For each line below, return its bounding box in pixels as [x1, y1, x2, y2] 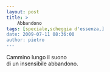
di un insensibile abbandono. [6, 60, 79, 67]
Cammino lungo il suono [6, 54, 67, 61]
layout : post [6, 8, 40, 15]
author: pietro [6, 37, 45, 43]
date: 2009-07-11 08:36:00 [6, 31, 75, 38]
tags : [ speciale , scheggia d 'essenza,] [6, 25, 105, 32]
